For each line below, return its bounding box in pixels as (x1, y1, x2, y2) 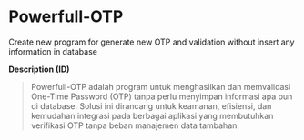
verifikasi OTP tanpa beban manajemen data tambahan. (30, 120, 240, 131)
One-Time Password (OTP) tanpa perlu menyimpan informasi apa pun (30, 91, 293, 102)
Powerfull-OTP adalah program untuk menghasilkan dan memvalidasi (30, 81, 291, 92)
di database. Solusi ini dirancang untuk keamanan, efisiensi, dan (30, 100, 272, 111)
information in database (8, 45, 97, 56)
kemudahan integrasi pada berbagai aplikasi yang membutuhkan (30, 110, 274, 121)
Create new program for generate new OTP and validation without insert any (8, 36, 295, 47)
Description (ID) (8, 64, 70, 75)
